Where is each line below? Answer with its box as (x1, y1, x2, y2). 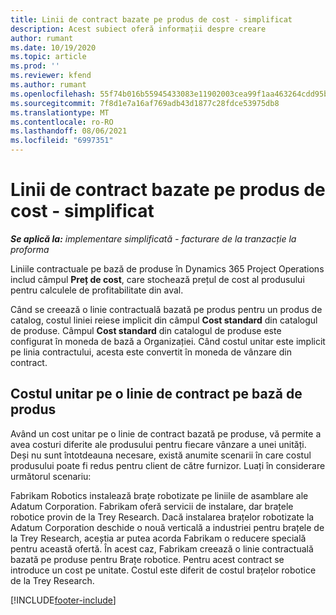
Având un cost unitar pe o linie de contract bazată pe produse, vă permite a (10, 427, 322, 440)
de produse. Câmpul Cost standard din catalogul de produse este (10, 324, 282, 336)
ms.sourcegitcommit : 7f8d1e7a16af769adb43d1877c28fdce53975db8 (10, 98, 280, 108)
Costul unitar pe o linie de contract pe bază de (10, 386, 303, 403)
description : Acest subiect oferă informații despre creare (10, 24, 267, 34)
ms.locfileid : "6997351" (10, 136, 114, 146)
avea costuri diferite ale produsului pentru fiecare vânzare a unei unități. (10, 438, 307, 450)
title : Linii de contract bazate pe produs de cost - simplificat (10, 14, 293, 25)
